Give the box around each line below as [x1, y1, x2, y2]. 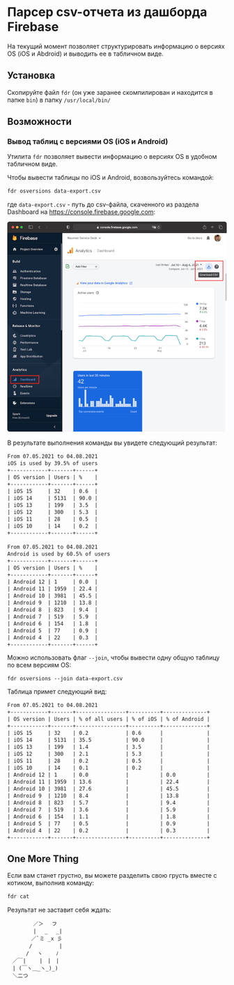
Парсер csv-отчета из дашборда [7, 4, 208, 20]
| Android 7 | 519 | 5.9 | [7, 613, 98, 620]
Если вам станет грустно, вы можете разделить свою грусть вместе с [7, 871, 217, 880]
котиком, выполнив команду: [7, 879, 95, 887]
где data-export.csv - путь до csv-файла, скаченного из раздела [7, 200, 200, 209]
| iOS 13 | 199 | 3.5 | [7, 501, 98, 509]
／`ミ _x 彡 [31, 936, 63, 942]
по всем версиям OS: [7, 660, 72, 669]
